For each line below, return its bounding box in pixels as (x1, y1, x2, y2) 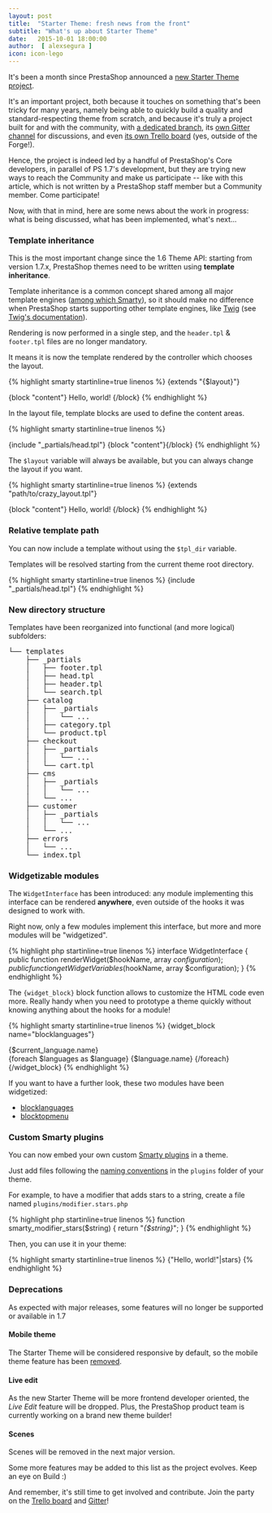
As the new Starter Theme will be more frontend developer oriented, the (8, 1393, 250, 1403)
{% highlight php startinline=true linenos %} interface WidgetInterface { (8, 946, 248, 956)
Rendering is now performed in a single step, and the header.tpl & (8, 328, 231, 338)
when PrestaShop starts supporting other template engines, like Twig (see (8, 304, 257, 313)
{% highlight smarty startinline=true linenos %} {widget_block (8, 1021, 215, 1030)
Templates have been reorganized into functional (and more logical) (8, 622, 235, 632)
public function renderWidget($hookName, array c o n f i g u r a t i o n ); (8, 955, 223, 964)
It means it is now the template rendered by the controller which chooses (8, 352, 253, 362)
